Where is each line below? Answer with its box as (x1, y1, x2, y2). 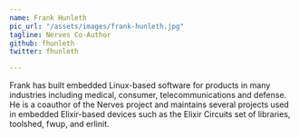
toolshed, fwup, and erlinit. (9, 119, 111, 130)
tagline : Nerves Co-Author (9, 30, 111, 39)
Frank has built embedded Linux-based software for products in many (9, 80, 271, 91)
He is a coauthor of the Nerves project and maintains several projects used (9, 99, 290, 110)
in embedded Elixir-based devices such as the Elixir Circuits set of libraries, (9, 109, 291, 120)
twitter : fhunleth (9, 47, 79, 56)
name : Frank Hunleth (9, 13, 88, 23)
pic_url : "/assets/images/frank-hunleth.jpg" (9, 22, 184, 31)
